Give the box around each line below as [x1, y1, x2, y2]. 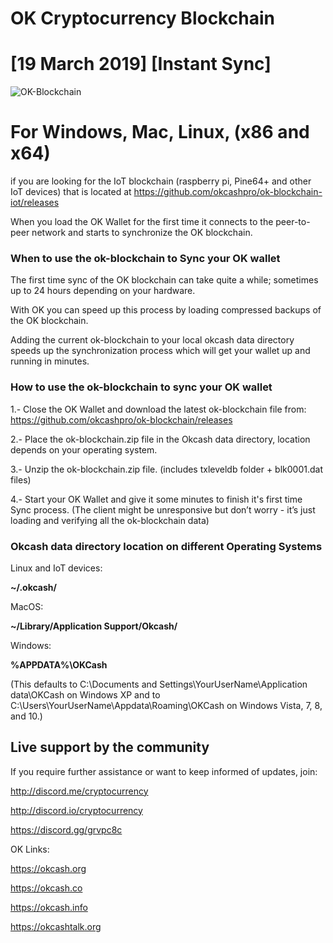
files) [10, 473, 32, 486]
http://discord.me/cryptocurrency [10, 785, 149, 797]
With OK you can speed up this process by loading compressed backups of [10, 304, 322, 316]
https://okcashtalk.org [10, 920, 102, 932]
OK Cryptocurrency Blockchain [10, 7, 275, 30]
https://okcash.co [10, 882, 83, 894]
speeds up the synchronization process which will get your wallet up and [10, 345, 311, 357]
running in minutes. [10, 355, 90, 367]
